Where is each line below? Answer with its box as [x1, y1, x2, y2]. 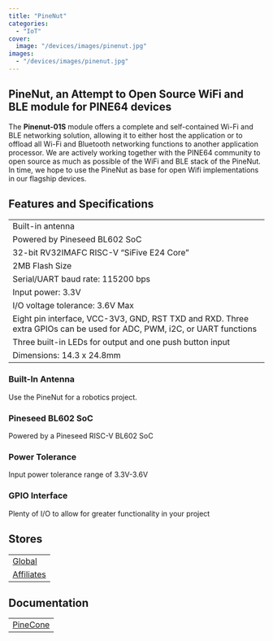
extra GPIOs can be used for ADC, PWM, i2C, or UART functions [12, 323, 258, 334]
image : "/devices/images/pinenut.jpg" [15, 42, 148, 50]
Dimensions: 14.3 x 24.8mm [12, 349, 121, 360]
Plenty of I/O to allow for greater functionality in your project [8, 508, 210, 518]
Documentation [8, 595, 89, 610]
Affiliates [12, 569, 46, 580]
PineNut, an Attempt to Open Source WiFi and [8, 87, 244, 102]
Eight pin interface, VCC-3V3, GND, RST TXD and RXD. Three [12, 312, 249, 324]
